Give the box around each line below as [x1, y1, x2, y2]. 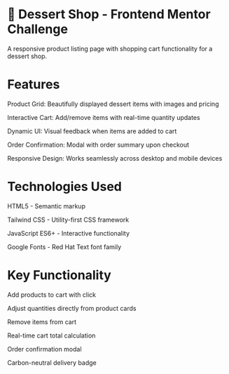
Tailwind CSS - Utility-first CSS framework [7, 215, 130, 224]
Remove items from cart [7, 317, 77, 326]
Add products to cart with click [7, 290, 97, 299]
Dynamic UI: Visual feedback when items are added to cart [7, 126, 177, 135]
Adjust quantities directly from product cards [7, 304, 137, 312]
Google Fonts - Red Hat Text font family [7, 242, 122, 251]
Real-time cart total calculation [7, 331, 96, 340]
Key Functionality [7, 267, 112, 283]
